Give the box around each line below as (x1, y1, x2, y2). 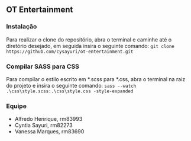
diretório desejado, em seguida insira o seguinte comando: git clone (6, 42, 174, 49)
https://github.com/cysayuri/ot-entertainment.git (6, 49, 134, 55)
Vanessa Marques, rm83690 (14, 128, 85, 135)
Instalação (6, 23, 37, 31)
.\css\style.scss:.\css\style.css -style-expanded (6, 88, 134, 94)
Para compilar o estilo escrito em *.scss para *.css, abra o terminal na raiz (6, 75, 186, 82)
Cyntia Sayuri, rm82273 (14, 121, 73, 129)
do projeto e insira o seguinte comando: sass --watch (6, 82, 137, 89)
